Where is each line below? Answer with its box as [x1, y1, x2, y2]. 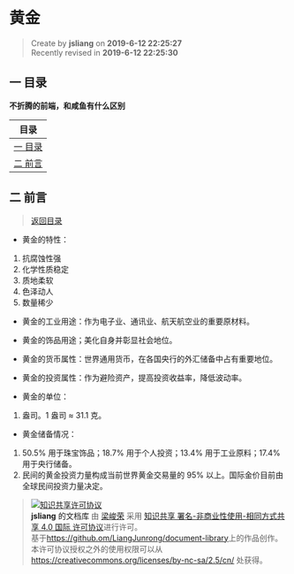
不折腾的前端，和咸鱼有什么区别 [9, 100, 125, 111]
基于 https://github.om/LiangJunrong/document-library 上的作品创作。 [30, 532, 283, 543]
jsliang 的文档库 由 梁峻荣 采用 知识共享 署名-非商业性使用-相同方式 [30, 510, 278, 521]
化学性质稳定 [21, 264, 69, 274]
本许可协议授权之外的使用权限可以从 [30, 543, 163, 554]
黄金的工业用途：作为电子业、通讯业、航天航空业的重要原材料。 [21, 316, 254, 326]
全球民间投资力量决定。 [21, 480, 108, 491]
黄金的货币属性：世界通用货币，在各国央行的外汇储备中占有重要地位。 [21, 353, 278, 364]
